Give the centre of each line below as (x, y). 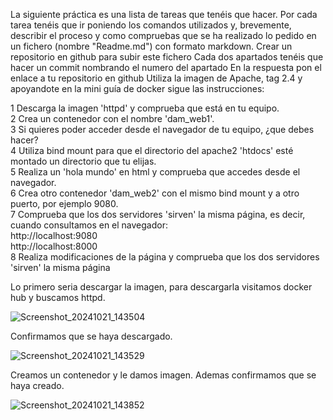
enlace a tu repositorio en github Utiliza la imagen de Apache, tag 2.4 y (156, 78)
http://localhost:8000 (54, 246)
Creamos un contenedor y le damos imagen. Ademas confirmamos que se (163, 375)
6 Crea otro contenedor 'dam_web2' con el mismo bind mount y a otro (155, 193)
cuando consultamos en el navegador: (89, 225)
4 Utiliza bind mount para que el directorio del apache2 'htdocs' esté (152, 150)
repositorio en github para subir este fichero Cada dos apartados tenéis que (167, 57)
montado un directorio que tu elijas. (83, 161)
